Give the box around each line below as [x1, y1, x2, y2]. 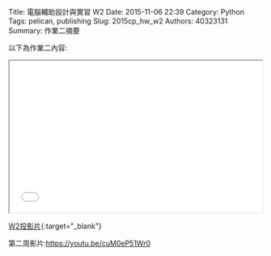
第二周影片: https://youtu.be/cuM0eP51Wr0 [8, 238, 151, 248]
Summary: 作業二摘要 [8, 26, 80, 35]
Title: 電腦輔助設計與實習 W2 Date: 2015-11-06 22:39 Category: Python [8, 7, 245, 16]
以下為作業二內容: [8, 43, 68, 53]
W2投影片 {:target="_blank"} [8, 221, 103, 231]
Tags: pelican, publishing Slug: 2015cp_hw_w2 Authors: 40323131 [8, 16, 228, 26]
